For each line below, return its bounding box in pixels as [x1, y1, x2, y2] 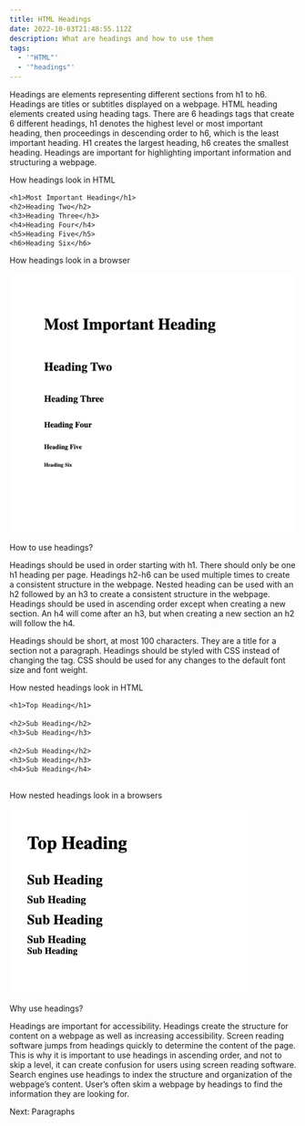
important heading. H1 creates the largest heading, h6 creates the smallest [9, 138, 290, 148]
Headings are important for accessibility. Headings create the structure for [9, 1020, 289, 1031]
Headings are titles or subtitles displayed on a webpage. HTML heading [9, 98, 278, 109]
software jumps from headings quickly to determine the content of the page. [9, 1039, 296, 1050]
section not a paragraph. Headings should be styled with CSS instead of [9, 645, 280, 656]
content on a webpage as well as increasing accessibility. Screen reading [9, 1030, 285, 1041]
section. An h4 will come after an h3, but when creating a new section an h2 [9, 607, 295, 619]
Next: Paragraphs [9, 1106, 76, 1117]
